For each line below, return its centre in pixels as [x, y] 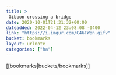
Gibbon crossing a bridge [40, 17]
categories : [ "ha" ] [30, 49]
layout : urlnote [26, 44]
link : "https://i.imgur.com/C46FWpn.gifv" [58, 33]
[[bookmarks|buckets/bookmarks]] [48, 66]
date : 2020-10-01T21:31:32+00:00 [47, 22]
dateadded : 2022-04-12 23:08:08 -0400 [53, 28]
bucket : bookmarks [28, 38]
